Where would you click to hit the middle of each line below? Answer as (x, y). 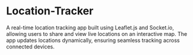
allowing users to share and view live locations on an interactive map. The (97, 33)
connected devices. (30, 47)
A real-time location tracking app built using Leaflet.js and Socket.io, (90, 27)
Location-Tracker (50, 11)
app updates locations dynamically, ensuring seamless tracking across (93, 40)
